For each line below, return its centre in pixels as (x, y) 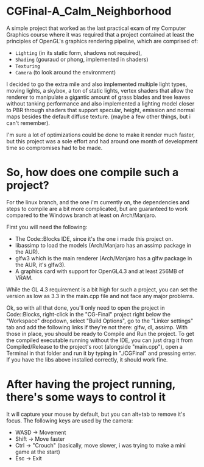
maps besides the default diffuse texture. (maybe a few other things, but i (98, 116)
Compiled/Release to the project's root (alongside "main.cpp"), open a (94, 346)
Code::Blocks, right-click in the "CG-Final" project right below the (88, 314)
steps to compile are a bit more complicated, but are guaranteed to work (97, 209)
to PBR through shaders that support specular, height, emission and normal (100, 110)
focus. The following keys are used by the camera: (70, 420)
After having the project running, (91, 384)
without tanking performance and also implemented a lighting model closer (100, 103)
